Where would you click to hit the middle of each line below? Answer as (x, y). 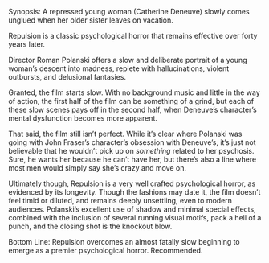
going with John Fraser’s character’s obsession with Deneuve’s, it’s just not (132, 142)
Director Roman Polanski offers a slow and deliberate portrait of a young (128, 60)
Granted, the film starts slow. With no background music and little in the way (134, 92)
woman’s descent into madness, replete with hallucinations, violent (119, 68)
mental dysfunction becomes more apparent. (83, 118)
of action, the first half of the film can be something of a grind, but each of (131, 101)
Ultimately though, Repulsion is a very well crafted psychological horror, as (132, 183)
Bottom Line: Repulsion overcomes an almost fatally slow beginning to (124, 242)
